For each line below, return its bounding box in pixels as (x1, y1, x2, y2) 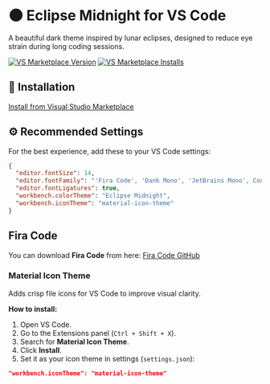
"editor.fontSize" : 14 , (15, 170, 95, 178)
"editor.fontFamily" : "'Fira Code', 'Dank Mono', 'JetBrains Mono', (15, 177, 250, 185)
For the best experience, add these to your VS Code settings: (8, 146, 211, 156)
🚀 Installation (8, 80, 76, 94)
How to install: (8, 304, 58, 313)
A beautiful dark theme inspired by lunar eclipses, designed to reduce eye (8, 33, 253, 43)
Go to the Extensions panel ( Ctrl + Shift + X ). (19, 328, 177, 337)
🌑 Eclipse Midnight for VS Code (8, 6, 227, 25)
